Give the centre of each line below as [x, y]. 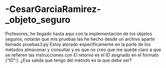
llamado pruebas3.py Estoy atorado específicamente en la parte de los [78, 44]
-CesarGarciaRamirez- [53, 9]
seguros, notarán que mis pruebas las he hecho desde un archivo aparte [80, 39]
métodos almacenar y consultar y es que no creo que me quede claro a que [83, 49]
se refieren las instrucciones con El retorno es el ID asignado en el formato [82, 55]
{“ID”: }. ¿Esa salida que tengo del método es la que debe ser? [68, 60]
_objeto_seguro [38, 20]
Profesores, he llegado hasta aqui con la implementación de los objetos [79, 33]
